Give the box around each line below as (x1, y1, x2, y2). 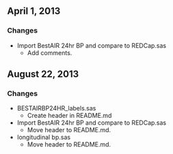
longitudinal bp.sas (16, 133, 70, 142)
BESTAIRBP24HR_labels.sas (16, 104, 96, 112)
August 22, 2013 (7, 68, 79, 80)
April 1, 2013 (7, 5, 61, 17)
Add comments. (27, 48, 72, 57)
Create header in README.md (27, 112, 112, 120)
